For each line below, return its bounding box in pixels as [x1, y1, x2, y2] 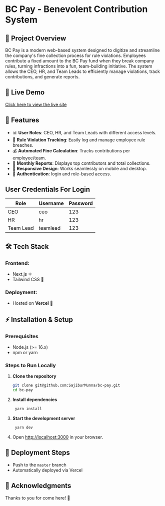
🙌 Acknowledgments [5, 482, 71, 490]
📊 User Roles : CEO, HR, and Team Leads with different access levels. [12, 129, 156, 135]
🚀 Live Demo [5, 88, 45, 97]
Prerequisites [5, 333, 38, 340]
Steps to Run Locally [5, 362, 56, 369]
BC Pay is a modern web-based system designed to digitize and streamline [5, 47, 160, 53]
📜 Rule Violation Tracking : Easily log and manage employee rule [12, 136, 146, 143]
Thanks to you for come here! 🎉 [5, 495, 70, 501]
